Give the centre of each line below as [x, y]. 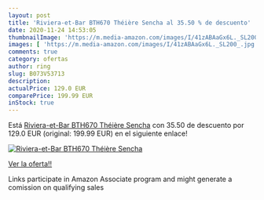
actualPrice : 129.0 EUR [47, 88]
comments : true [33, 52]
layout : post [29, 15]
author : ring [29, 67]
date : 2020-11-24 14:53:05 [52, 30]
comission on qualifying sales [56, 187]
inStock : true [31, 103]
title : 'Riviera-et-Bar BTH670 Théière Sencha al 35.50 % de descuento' [130, 23]
